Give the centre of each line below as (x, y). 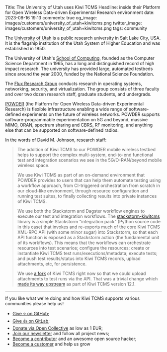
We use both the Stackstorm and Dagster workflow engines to (81, 211)
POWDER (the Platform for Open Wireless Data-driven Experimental (75, 104)
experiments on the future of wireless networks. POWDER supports (91, 114)
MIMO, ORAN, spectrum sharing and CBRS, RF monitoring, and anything (79, 125)
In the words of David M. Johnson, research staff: (56, 140)
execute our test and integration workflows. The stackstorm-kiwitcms (88, 216)
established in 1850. (26, 48)
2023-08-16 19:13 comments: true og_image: (51, 18)
